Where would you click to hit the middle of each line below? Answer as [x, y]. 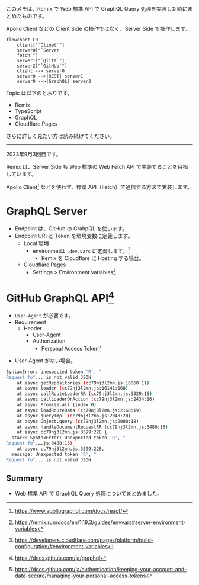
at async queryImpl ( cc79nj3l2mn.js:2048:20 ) [74, 416]
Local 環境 [36, 243]
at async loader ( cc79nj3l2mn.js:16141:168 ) [73, 388]
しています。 [22, 174]
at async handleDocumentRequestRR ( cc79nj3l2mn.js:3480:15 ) [92, 427]
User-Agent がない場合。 [45, 361]
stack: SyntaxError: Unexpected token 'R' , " [69, 438]
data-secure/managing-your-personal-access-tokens [80, 576]
